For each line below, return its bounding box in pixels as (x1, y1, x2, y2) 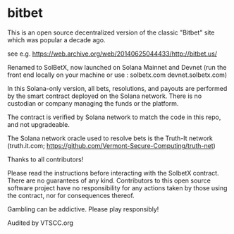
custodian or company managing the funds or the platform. (7, 99, 179, 107)
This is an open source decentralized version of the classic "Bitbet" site (7, 28, 215, 37)
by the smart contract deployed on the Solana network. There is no (7, 92, 202, 100)
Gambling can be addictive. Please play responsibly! (7, 204, 159, 213)
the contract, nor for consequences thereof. (7, 191, 135, 199)
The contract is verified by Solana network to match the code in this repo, (7, 113, 221, 121)
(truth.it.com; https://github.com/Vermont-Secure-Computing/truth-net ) (7, 141, 216, 149)
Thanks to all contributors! (7, 155, 84, 164)
